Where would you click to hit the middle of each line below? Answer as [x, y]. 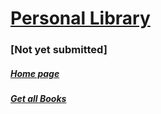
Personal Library [80, 18]
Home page [35, 73]
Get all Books [38, 99]
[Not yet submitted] [59, 50]
